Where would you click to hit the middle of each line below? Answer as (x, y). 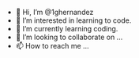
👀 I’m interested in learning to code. (73, 20)
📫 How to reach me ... (52, 46)
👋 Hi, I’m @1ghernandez (54, 12)
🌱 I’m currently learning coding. (67, 29)
